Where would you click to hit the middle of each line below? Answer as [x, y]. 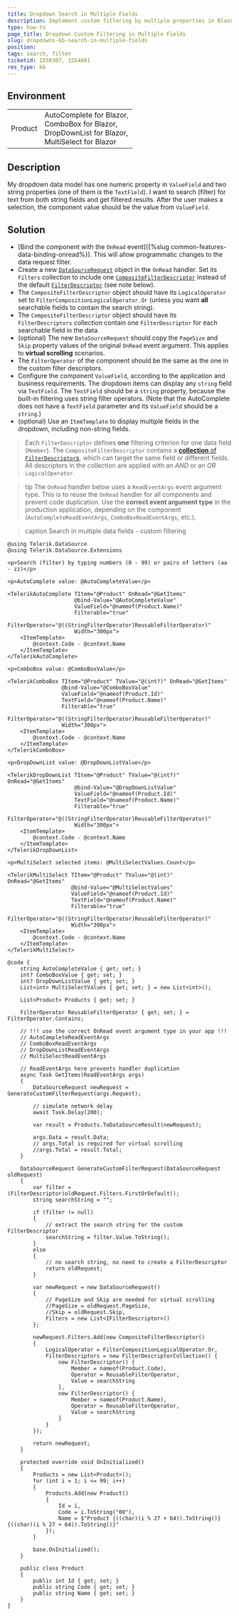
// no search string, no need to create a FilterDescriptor [136, 1263]
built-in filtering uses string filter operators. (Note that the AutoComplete [123, 399]
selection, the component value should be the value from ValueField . [108, 207]
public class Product [52, 1569]
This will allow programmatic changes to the [158, 255]
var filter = [52, 1188]
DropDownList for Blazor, [86, 133]
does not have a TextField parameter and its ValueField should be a [118, 406]
